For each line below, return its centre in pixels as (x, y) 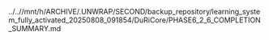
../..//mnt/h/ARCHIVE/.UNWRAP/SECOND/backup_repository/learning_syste (134, 12)
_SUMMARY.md (35, 28)
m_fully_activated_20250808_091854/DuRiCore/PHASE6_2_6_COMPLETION (134, 20)
